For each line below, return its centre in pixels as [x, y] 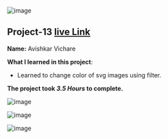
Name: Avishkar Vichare [41, 49]
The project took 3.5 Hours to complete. [65, 88]
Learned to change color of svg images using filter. [89, 75]
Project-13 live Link [49, 32]
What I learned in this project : [50, 62]
